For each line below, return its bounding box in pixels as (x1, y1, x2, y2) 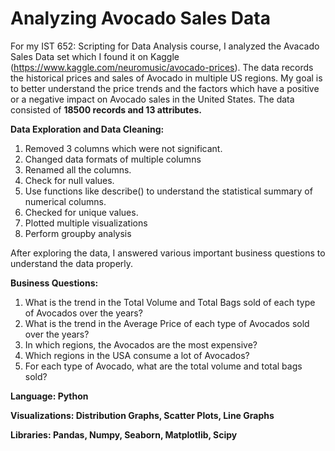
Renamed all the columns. (24, 163, 132, 176)
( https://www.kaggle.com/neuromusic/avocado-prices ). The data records (10, 61, 314, 73)
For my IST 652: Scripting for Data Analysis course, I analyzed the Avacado (10, 40, 320, 52)
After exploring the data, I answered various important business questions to (10, 247, 326, 259)
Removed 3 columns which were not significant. (24, 142, 223, 154)
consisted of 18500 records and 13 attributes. (10, 103, 202, 116)
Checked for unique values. (24, 206, 139, 218)
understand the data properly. (10, 257, 134, 269)
